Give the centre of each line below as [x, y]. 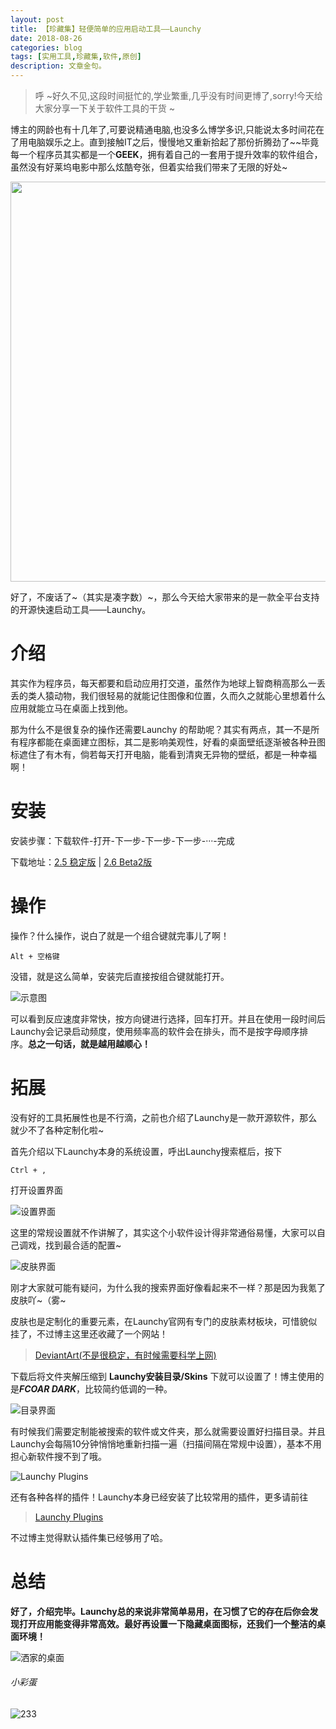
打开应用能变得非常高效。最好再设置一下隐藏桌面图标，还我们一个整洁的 [167, 1623]
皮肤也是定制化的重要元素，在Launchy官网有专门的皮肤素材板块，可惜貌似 [164, 1321]
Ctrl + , [28, 1170]
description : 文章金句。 [58, 66]
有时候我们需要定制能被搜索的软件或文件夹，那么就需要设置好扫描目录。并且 [168, 1431]
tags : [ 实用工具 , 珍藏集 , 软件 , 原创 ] [76, 57]
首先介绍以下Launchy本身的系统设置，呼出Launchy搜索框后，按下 [146, 1151]
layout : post [37, 19]
